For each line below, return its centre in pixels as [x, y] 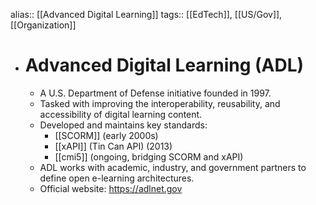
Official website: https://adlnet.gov [111, 188]
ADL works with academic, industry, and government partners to [173, 167]
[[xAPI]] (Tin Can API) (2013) [113, 146]
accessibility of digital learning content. [121, 114]
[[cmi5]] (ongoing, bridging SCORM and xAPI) [149, 156]
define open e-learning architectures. [117, 178]
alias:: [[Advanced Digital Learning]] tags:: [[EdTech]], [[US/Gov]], [146, 14]
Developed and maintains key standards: [123, 125]
